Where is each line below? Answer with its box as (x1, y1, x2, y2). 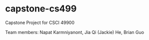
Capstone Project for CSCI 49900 (5, 19, 75, 25)
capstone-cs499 (5, 3, 77, 14)
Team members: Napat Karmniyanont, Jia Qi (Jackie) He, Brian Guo (5, 29, 144, 35)
